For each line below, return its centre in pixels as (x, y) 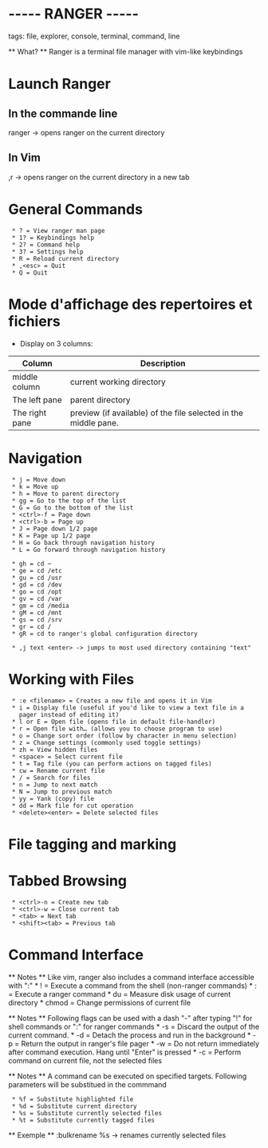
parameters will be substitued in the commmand (88, 1084)
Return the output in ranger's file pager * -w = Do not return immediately (140, 1043)
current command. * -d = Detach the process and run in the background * (130, 1035)
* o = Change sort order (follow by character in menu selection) (124, 736)
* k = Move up (35, 486)
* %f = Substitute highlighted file (73, 1099)
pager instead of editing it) (69, 714)
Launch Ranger (60, 84)
